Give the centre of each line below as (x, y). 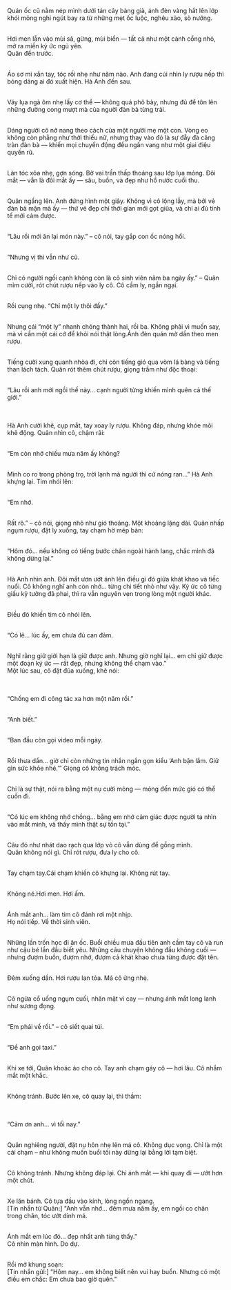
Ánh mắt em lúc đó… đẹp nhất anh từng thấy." (72, 1236)
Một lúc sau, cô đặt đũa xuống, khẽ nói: (63, 671)
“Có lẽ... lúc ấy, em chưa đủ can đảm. (60, 635)
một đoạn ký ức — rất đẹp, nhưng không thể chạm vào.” (87, 663)
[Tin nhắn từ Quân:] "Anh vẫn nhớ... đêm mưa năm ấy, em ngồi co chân (108, 1208)
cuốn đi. (19, 796)
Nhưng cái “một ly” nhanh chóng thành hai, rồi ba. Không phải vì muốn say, (114, 327)
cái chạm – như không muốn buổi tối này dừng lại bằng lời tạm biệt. (102, 1152)
